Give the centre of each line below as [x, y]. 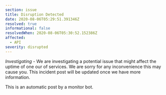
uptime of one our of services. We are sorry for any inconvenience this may [83, 66]
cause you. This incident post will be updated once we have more [73, 72]
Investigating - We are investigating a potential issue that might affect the [81, 61]
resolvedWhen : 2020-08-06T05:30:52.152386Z [51, 33]
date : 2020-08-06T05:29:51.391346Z [42, 19]
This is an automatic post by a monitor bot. [49, 87]
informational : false [28, 28]
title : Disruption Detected [35, 14]
